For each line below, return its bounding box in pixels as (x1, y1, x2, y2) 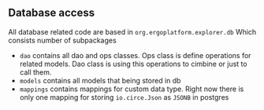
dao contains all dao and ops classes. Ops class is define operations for (19, 50, 251, 60)
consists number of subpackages (8, 35, 117, 45)
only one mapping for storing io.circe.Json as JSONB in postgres (19, 92, 229, 101)
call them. (19, 67, 52, 77)
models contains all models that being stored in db (19, 75, 181, 85)
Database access (8, 6, 95, 20)
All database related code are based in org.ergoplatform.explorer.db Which (8, 27, 257, 36)
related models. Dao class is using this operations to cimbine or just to (19, 59, 247, 68)
